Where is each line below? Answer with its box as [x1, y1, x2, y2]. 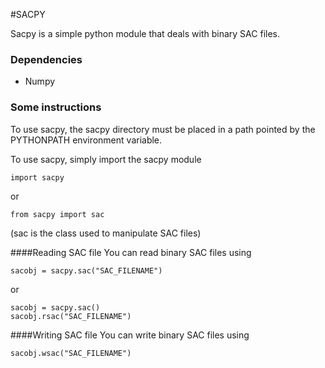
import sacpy [10, 172, 65, 183]
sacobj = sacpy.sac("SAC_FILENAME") [10, 265, 163, 276]
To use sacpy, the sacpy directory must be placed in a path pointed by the [10, 123, 316, 135]
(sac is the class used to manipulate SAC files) [10, 227, 202, 239]
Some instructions [10, 100, 102, 114]
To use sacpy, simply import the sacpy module [10, 153, 202, 165]
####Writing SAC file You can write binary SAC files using [10, 329, 250, 341]
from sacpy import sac [10, 209, 105, 219]
